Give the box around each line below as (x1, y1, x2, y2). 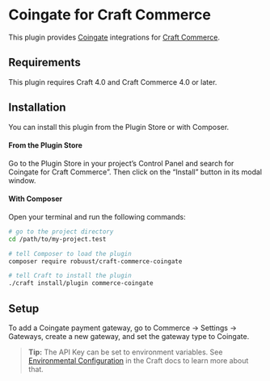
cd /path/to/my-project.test (8, 235, 107, 243)
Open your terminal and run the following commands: (8, 211, 186, 221)
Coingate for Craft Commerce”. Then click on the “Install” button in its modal (8, 167, 263, 177)
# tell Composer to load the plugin (8, 249, 132, 257)
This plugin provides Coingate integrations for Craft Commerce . (8, 32, 221, 42)
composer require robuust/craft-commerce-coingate (8, 257, 183, 266)
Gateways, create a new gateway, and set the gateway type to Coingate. (8, 332, 250, 341)
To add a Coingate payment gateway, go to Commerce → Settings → (8, 323, 237, 333)
